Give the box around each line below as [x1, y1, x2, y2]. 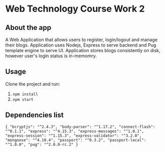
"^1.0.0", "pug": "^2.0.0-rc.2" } [5, 142, 79, 147]
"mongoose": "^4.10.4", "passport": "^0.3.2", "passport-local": [5, 137, 146, 142]
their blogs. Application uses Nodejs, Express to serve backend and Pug [5, 42, 156, 48]
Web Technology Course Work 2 [5, 3, 145, 15]
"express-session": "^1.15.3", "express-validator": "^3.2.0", [5, 133, 142, 138]
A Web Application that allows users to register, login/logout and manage [5, 36, 158, 43]
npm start [12, 97, 34, 102]
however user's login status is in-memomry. [5, 53, 97, 59]
